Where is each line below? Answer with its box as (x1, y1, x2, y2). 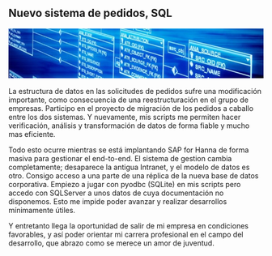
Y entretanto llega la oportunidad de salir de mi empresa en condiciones (8, 220, 249, 230)
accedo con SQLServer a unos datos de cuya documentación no (8, 188, 224, 198)
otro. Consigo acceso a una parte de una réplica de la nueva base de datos (8, 170, 259, 181)
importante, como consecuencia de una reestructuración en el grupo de (8, 95, 249, 105)
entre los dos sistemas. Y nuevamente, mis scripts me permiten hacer (8, 112, 241, 122)
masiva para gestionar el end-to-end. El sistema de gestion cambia (8, 153, 232, 163)
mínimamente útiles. (8, 205, 75, 215)
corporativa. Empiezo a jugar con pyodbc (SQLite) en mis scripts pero (8, 179, 241, 189)
